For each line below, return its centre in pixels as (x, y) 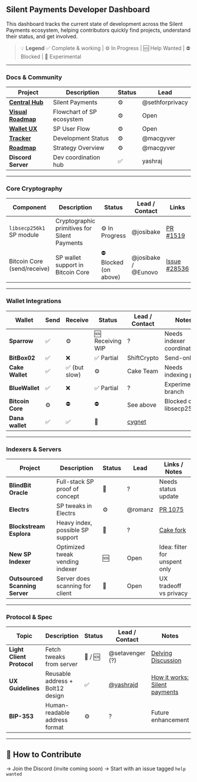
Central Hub (26, 102)
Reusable (58, 674)
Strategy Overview (79, 148)
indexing (176, 374)
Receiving (108, 341)
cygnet (137, 421)
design (55, 696)
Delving (162, 653)
